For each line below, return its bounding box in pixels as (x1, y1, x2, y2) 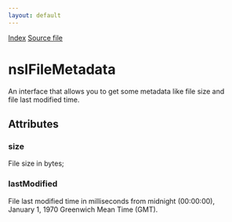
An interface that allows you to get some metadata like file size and (8, 86, 225, 96)
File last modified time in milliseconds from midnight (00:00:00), (8, 196, 216, 206)
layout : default (8, 11, 61, 20)
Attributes (8, 117, 59, 130)
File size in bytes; (8, 158, 64, 169)
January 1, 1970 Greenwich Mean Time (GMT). (8, 205, 158, 214)
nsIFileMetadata (8, 60, 116, 78)
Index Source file (8, 33, 63, 42)
